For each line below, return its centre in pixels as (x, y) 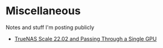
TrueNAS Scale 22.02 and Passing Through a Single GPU (85, 39)
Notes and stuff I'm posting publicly (50, 27)
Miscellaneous (43, 11)
